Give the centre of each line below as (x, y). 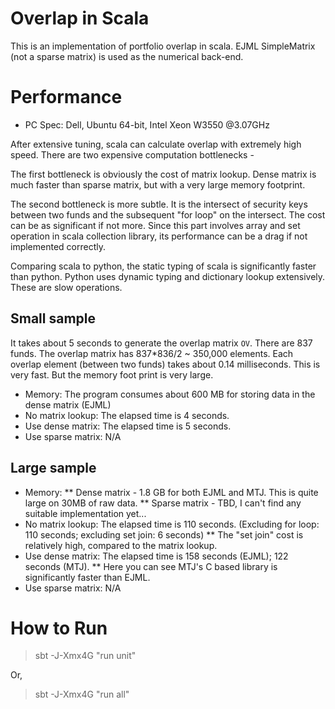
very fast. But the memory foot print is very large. (112, 374)
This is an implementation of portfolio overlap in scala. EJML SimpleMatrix (163, 46)
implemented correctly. (58, 246)
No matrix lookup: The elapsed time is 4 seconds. (127, 415)
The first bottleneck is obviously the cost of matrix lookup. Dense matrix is (163, 174)
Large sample (53, 468)
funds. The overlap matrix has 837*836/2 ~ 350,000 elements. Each (152, 353)
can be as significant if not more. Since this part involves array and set (155, 225)
